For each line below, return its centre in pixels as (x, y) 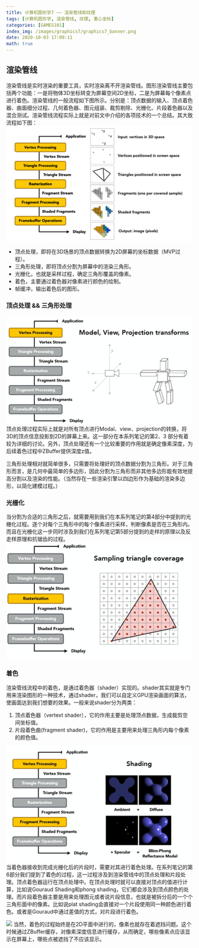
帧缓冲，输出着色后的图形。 (49, 289)
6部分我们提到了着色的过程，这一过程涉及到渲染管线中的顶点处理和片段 (93, 874)
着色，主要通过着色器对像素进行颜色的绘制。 (69, 281)
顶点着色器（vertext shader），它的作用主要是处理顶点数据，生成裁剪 (99, 715)
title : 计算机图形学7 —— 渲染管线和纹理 (51, 12)
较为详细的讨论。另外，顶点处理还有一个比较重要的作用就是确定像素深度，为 (99, 444)
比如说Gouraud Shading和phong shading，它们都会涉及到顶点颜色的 (100, 889)
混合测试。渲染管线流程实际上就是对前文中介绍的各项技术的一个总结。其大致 (99, 115)
